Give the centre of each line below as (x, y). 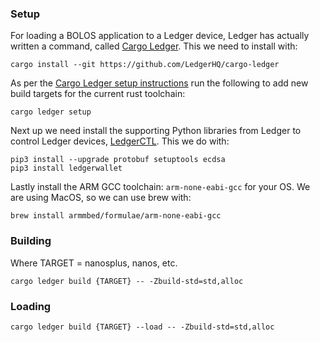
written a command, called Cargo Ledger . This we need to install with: (154, 46)
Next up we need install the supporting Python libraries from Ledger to (156, 131)
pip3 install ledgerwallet (66, 168)
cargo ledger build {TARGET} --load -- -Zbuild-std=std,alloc (142, 327)
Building (31, 241)
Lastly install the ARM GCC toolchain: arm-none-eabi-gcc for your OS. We (160, 187)
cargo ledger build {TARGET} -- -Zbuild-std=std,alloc (127, 281)
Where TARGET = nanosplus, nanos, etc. (94, 263)
